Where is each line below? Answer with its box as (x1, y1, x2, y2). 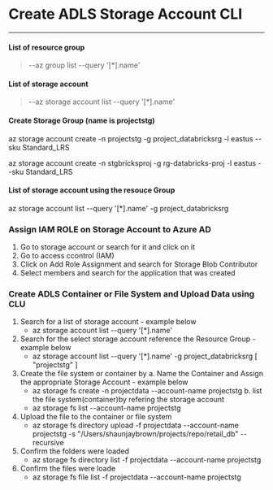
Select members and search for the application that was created (19, 268, 236, 278)
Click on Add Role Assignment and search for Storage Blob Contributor (19, 259, 258, 269)
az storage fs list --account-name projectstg (32, 403, 181, 413)
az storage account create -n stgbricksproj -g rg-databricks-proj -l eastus (8, 158, 257, 167)
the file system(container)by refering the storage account (32, 395, 225, 405)
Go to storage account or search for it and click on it (19, 242, 196, 252)
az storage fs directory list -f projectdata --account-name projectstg (32, 455, 262, 465)
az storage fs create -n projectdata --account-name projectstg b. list (32, 386, 262, 396)
